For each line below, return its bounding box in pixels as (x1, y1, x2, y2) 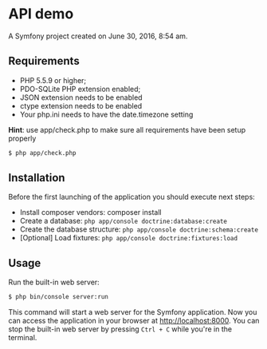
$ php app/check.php (8, 149, 77, 157)
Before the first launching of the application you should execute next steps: (8, 192, 255, 202)
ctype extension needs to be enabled (19, 101, 143, 110)
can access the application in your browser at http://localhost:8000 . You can (8, 316, 260, 326)
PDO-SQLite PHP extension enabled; (19, 84, 141, 93)
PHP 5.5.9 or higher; (19, 75, 87, 85)
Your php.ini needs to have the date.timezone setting (19, 109, 194, 119)
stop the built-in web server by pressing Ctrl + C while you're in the (8, 324, 233, 334)
